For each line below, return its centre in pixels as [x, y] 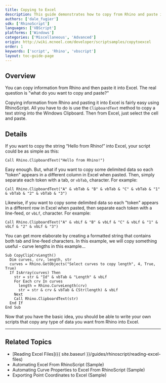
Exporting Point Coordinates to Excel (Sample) [60, 375]
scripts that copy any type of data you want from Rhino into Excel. [72, 322]
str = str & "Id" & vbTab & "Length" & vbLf [61, 277]
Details [16, 134]
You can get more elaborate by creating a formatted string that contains [78, 236]
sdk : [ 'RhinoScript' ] [27, 24]
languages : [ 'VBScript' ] [31, 28]
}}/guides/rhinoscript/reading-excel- [124, 354]
